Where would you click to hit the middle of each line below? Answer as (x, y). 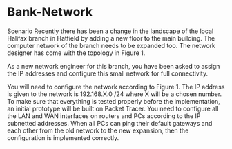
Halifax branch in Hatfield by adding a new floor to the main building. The (111, 38)
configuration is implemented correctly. (63, 137)
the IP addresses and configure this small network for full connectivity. (108, 73)
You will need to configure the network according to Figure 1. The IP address (116, 87)
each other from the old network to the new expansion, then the (98, 130)
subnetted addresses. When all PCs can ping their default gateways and (110, 123)
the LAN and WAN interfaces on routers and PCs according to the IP (104, 116)
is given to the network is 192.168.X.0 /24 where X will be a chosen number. (115, 94)
